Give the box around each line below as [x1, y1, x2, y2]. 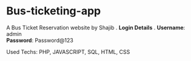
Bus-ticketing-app [6, 4, 101, 18]
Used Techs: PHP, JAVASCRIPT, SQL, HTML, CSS [6, 48, 130, 55]
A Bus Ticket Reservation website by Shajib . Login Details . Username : [6, 24, 186, 31]
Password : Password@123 [6, 36, 74, 44]
